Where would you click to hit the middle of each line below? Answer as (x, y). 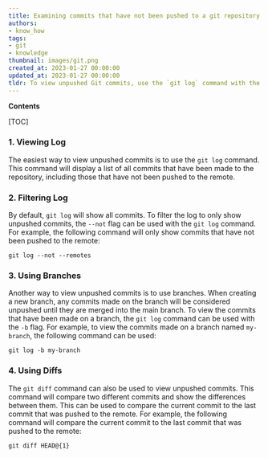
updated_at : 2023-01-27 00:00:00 (64, 76)
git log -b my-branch (45, 350)
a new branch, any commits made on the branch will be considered (120, 301)
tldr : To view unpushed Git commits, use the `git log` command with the (134, 83)
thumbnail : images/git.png (53, 61)
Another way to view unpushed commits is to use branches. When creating (132, 293)
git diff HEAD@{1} (39, 446)
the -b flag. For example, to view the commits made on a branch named (126, 327)
